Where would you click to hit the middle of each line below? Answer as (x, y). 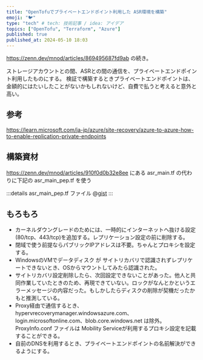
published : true (27, 35)
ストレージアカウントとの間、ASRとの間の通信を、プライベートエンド (94, 71)
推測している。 (45, 298)
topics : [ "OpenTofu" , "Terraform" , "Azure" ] (63, 29)
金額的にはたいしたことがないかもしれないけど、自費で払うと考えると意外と (101, 86)
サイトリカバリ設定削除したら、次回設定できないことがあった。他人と (103, 275)
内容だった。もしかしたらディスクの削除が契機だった (123, 290)
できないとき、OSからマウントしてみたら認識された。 (93, 268)
